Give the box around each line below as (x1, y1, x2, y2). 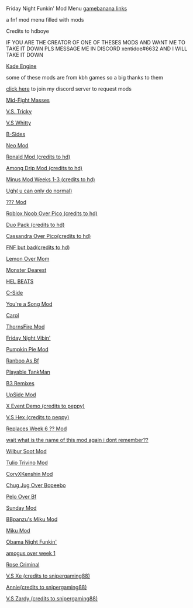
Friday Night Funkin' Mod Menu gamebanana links (6, 5, 127, 12)
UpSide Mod (6, 391, 36, 398)
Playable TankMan (6, 368, 51, 375)
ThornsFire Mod (6, 323, 45, 330)
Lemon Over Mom (6, 255, 50, 262)
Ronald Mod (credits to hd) (6, 153, 71, 160)
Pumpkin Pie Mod (6, 346, 49, 353)
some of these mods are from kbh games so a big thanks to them (6, 74, 164, 81)
